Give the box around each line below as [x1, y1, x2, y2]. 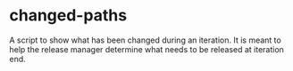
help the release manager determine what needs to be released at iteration [9, 43, 284, 54]
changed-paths [9, 5, 128, 26]
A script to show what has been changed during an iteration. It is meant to [9, 35, 281, 45]
